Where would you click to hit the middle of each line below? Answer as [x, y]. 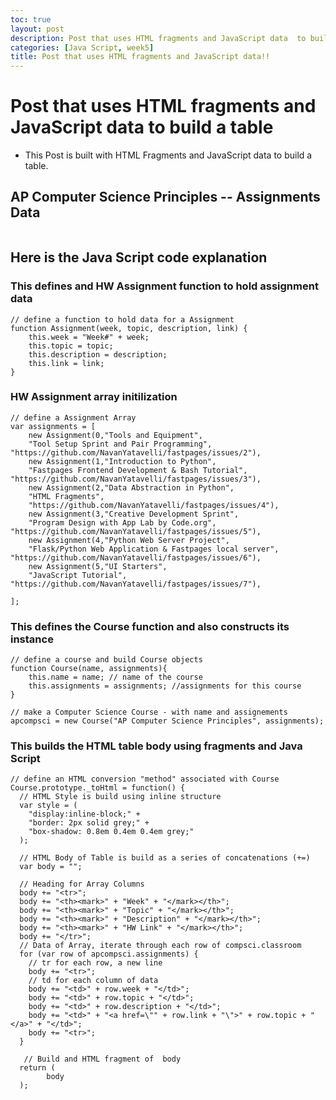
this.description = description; [98, 354]
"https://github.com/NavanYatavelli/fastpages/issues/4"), [154, 505]
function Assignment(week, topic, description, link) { [129, 328]
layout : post [37, 29]
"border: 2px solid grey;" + [89, 823]
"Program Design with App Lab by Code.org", [122, 522]
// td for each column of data [93, 981]
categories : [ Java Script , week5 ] [82, 47]
